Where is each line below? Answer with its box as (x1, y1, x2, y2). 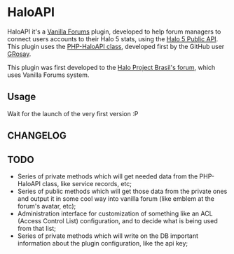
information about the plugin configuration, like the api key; (17, 239, 188, 247)
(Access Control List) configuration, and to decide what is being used (17, 216, 219, 225)
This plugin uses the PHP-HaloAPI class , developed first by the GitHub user (7, 42, 225, 50)
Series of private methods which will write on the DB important (17, 232, 198, 240)
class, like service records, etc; (41, 179, 132, 188)
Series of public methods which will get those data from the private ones (17, 187, 228, 195)
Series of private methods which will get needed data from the (17, 172, 198, 181)
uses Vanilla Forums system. (7, 71, 90, 79)
